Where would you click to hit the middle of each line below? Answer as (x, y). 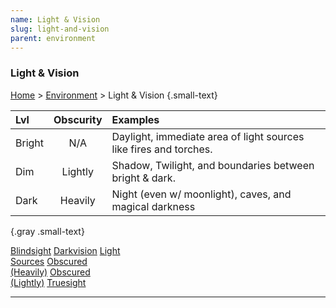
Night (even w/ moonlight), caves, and (201, 194)
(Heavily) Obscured (50, 272)
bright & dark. (143, 178)
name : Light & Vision (55, 19)
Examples (135, 119)
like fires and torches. (162, 149)
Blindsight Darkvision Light (65, 250)
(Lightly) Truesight (48, 282)
